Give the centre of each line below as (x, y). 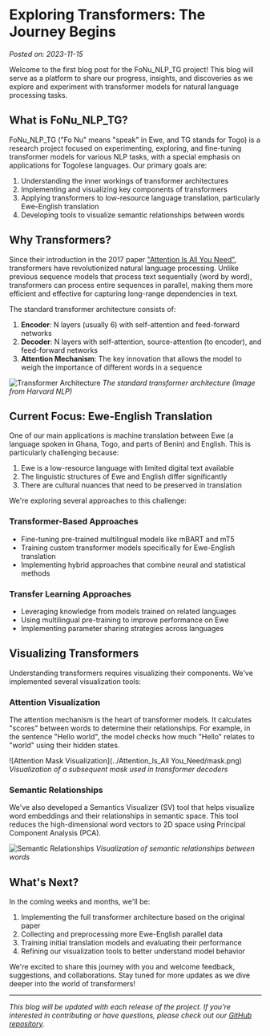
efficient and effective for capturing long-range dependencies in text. (124, 293)
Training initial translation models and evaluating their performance (131, 943)
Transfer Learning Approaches (70, 593)
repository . (27, 1024)
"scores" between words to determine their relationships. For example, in (130, 728)
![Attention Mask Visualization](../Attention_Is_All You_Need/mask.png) (126, 761)
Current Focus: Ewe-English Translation (111, 416)
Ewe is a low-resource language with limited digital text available (127, 468)
